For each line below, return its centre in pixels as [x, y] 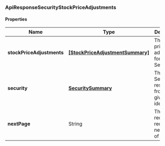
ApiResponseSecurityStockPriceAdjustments [61, 7]
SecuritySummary [90, 88]
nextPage [19, 124]
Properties [16, 19]
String [75, 124]
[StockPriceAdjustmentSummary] [109, 53]
